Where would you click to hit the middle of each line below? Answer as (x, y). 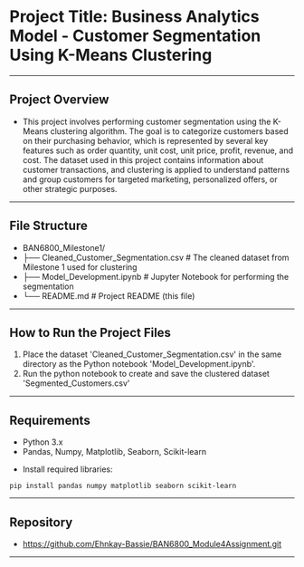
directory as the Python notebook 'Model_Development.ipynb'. (139, 364)
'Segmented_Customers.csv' (76, 383)
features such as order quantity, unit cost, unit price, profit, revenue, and (158, 150)
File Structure (48, 226)
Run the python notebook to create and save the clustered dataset (146, 374)
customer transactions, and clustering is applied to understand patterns (156, 169)
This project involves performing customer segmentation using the (147, 121)
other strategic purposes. (70, 188)
